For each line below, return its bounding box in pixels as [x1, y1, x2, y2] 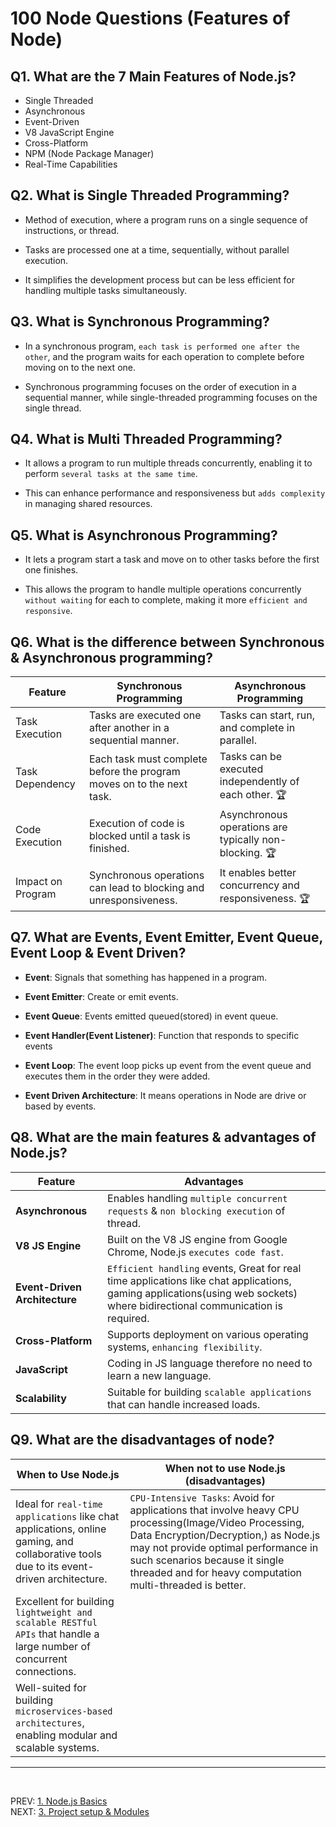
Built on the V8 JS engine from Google [107, 1232, 288, 1246]
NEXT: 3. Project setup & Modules [10, 1805, 150, 1817]
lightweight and [15, 1607, 93, 1618]
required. [107, 1311, 150, 1325]
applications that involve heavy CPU [129, 1503, 300, 1517]
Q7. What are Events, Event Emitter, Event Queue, [10, 929, 323, 946]
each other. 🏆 [219, 788, 288, 802]
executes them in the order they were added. [24, 1070, 211, 1082]
